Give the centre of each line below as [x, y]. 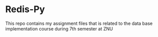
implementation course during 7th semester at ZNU [59, 28]
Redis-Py [25, 9]
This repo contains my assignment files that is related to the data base [79, 23]
